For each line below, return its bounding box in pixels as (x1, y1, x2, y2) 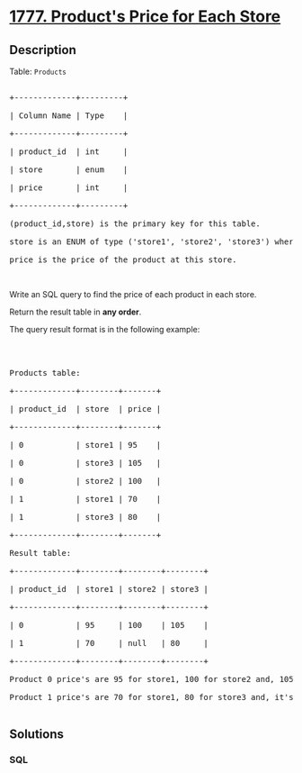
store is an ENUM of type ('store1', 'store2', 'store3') (9, 237, 271, 247)
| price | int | (9, 183, 129, 193)
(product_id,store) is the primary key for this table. (9, 219, 261, 229)
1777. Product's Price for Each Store (9, 6, 281, 27)
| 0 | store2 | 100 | (9, 476, 162, 486)
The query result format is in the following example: (9, 324, 200, 334)
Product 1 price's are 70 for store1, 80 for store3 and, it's (9, 692, 294, 702)
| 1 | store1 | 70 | (9, 494, 162, 504)
